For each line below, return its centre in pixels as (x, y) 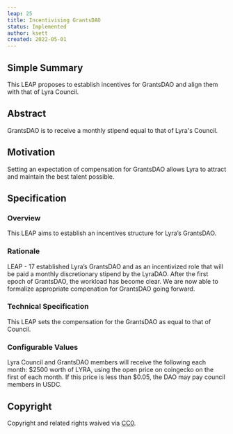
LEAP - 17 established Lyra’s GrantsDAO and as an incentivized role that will (115, 266)
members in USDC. (35, 385)
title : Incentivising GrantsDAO (54, 20)
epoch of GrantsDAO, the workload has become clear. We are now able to (113, 281)
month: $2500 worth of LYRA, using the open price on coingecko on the (111, 370)
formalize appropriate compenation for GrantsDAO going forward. (101, 289)
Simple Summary (45, 68)
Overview (24, 218)
